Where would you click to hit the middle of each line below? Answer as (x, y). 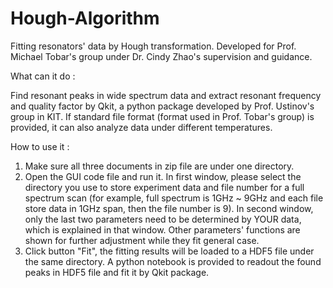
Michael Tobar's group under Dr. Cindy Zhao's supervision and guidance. (161, 56)
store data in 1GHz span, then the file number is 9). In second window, (169, 208)
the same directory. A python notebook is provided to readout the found (173, 261)
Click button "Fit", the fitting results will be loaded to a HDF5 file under (169, 251)
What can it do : (43, 76)
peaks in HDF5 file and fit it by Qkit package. (117, 272)
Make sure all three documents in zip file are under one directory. (159, 166)
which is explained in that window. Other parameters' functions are (162, 229)
